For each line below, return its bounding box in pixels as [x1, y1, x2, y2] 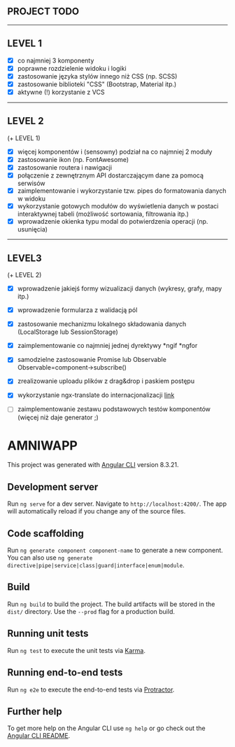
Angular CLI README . [7, 732, 71, 740]
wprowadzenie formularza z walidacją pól [17, 306, 138, 314]
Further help [7, 705, 63, 718]
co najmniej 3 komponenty [17, 56, 94, 65]
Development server [7, 480, 99, 493]
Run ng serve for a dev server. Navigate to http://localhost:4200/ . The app [7, 499, 227, 508]
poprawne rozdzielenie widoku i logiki [17, 64, 127, 72]
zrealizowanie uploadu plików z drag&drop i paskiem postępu [17, 377, 194, 385]
